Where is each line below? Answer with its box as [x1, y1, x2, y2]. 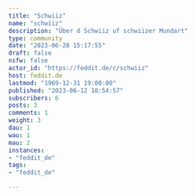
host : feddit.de [8, 71, 63, 80]
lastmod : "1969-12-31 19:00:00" [8, 79, 116, 87]
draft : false [8, 49, 52, 57]
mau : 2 [8, 138, 30, 147]
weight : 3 [8, 116, 42, 125]
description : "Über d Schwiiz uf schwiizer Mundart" [8, 27, 189, 35]
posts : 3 [8, 101, 38, 109]
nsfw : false [8, 57, 48, 65]
